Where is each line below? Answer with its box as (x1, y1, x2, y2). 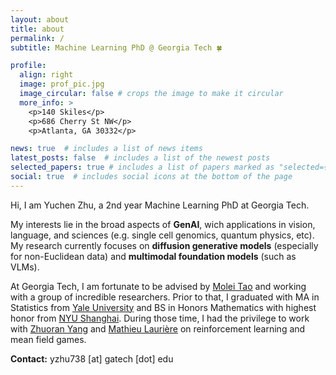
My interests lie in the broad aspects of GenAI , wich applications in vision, (10, 218, 316, 230)
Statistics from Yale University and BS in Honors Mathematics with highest (10, 301, 317, 313)
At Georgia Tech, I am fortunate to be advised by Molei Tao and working (10, 280, 307, 292)
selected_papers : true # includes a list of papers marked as (10, 162, 275, 173)
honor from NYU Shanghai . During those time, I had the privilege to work (10, 312, 310, 324)
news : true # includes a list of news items (10, 144, 203, 154)
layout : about (10, 14, 70, 25)
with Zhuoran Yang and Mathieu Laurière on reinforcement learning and (10, 322, 306, 335)
